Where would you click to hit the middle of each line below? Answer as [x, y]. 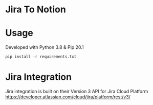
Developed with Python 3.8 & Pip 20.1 [45, 47]
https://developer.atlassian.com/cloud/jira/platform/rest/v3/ [68, 97]
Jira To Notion [36, 10]
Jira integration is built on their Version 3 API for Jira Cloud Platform [77, 92]
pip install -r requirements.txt [41, 57]
